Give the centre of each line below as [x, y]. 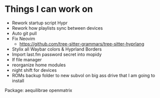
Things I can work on [49, 9]
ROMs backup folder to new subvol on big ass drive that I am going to [83, 75]
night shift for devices [34, 70]
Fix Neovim [23, 39]
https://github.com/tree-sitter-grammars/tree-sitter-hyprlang [82, 44]
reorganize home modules [39, 65]
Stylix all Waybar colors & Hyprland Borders [57, 49]
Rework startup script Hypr [40, 23]
